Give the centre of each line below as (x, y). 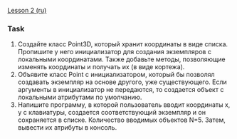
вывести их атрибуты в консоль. (67, 128)
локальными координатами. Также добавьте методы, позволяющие (121, 59)
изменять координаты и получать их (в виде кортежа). (101, 67)
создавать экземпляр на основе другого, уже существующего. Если (122, 82)
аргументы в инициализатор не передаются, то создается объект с (121, 90)
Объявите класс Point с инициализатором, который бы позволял (116, 75)
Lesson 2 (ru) (27, 10)
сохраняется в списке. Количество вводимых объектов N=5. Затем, (122, 120)
